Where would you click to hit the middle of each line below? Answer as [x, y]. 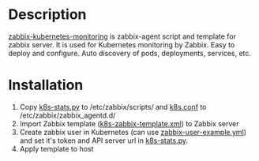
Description [47, 15]
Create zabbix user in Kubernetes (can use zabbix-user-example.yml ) [133, 132]
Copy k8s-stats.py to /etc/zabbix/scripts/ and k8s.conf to [113, 107]
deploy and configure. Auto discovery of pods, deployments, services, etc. [129, 53]
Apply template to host [56, 148]
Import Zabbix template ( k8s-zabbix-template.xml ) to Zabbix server [129, 123]
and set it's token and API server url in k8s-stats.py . [103, 140]
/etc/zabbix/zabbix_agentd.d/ [68, 115]
